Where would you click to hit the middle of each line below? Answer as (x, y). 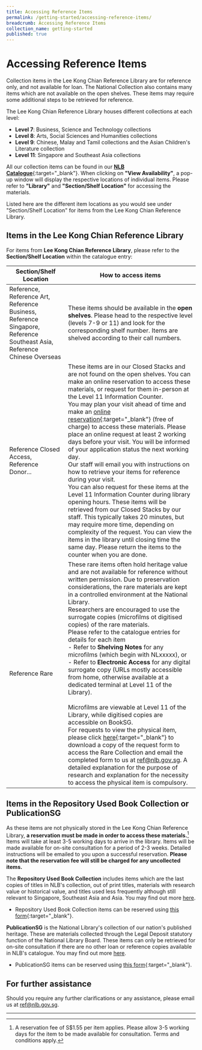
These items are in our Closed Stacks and (127, 366)
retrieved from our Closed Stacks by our (125, 509)
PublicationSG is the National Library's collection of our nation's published (99, 928)
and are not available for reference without (128, 572)
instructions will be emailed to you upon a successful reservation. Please (97, 854)
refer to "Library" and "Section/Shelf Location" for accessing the (89, 186)
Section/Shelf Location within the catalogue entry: (69, 256)
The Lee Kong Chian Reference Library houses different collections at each (99, 111)
